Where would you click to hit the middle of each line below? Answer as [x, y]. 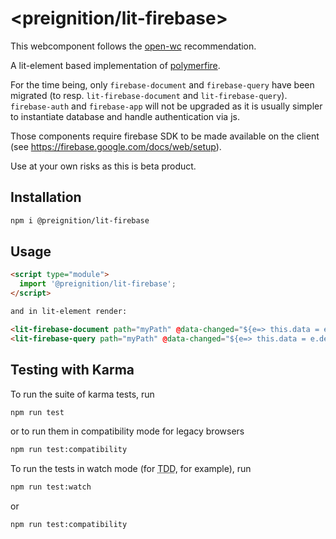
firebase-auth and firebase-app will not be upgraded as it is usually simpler [166, 106]
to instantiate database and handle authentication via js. [125, 116]
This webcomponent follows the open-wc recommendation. [133, 46]
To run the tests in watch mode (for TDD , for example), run [131, 469]
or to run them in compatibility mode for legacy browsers [127, 431]
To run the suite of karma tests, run [82, 394]
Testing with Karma [72, 370]
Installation [46, 197]
